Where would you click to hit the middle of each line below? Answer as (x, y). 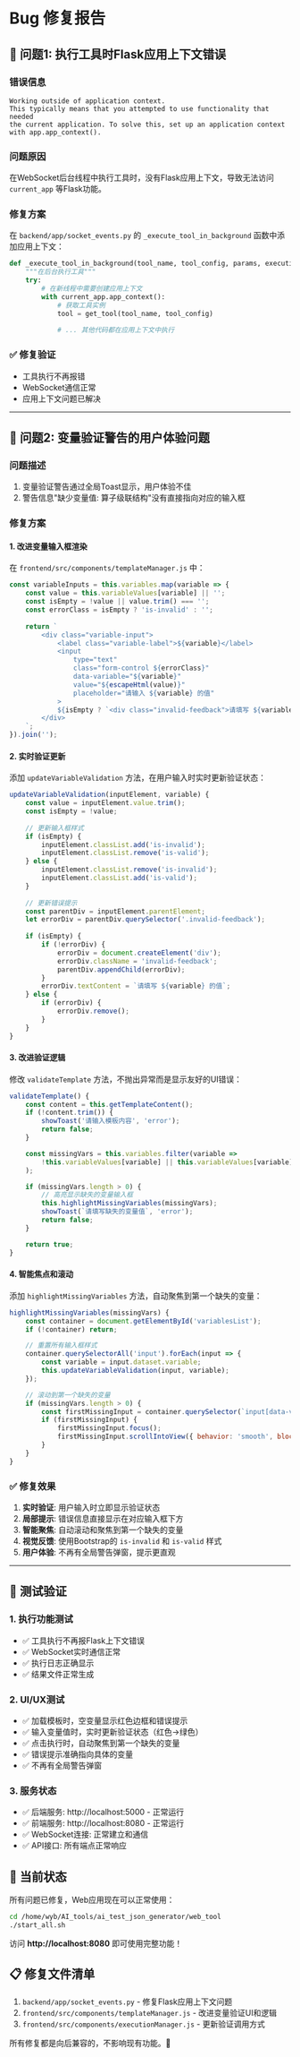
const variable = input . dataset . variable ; (121, 1362)
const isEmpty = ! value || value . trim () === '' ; (117, 602)
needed (21, 116)
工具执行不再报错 (54, 376)
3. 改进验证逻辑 (37, 1058)
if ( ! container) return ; (71, 1329)
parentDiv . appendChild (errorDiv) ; (121, 969)
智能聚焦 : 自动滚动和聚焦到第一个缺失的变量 (103, 1530)
